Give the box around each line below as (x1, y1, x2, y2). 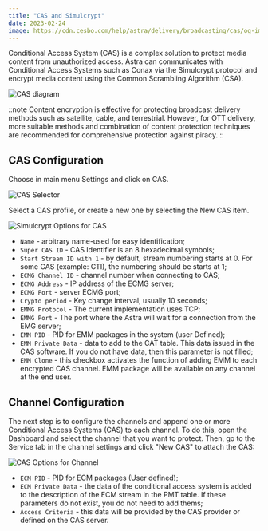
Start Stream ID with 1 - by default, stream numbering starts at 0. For (19, 253, 253, 264)
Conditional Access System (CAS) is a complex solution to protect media (8, 49, 247, 58)
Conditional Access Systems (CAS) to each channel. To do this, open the (8, 425, 247, 434)
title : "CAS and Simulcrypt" (8, 11, 105, 20)
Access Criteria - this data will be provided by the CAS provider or (19, 507, 241, 516)
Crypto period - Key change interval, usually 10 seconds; (19, 296, 207, 306)
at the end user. (19, 372, 72, 382)
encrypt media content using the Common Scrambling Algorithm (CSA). (8, 73, 244, 84)
